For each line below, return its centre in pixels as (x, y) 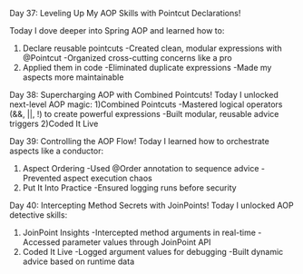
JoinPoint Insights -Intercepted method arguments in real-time (139, 232)
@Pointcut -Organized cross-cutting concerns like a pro (127, 58)
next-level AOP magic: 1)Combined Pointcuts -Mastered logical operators (146, 104)
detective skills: (39, 215)
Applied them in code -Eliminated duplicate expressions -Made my (147, 68)
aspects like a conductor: (57, 151)
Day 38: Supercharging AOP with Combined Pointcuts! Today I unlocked (144, 95)
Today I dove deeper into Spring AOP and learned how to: (117, 30)
